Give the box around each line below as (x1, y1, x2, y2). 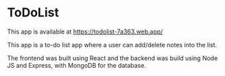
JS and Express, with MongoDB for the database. (7, 61, 146, 69)
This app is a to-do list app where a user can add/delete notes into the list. (7, 40, 217, 49)
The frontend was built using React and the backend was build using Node (7, 53, 218, 62)
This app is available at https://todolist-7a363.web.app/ (7, 27, 163, 36)
